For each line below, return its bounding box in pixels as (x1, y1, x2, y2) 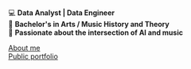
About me (8, 44, 41, 52)
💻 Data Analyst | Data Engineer (8, 8, 115, 17)
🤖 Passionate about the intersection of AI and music (8, 28, 183, 37)
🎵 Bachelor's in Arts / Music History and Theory (8, 20, 170, 29)
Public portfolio (8, 52, 58, 61)
